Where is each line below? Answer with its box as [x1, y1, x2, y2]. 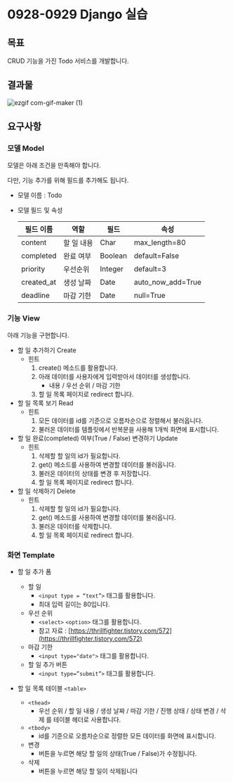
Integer [100, 263, 124, 273]
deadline [20, 290, 51, 300]
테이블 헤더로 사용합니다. [53, 716, 121, 724]
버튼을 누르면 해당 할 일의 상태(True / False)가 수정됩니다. [38, 750, 197, 758]
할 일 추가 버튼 [27, 660, 68, 669]
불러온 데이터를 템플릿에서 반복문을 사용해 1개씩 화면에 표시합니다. [38, 425, 220, 433]
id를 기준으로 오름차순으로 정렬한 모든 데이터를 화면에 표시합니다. [38, 732, 216, 740]
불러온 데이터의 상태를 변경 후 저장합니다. [38, 469, 151, 478]
